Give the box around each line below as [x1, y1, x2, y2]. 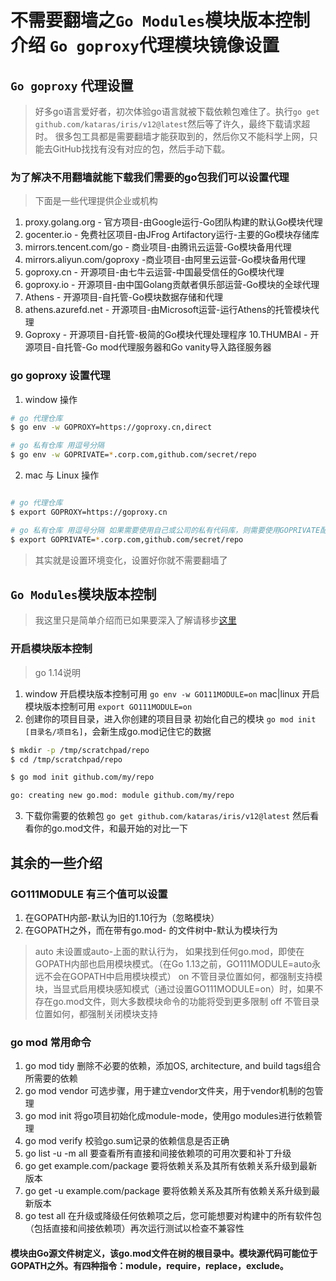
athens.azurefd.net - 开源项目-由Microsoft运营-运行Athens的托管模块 [24, 304, 311, 316]
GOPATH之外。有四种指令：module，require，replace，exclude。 [10, 1259, 289, 1271]
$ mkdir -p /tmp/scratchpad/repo [10, 745, 150, 755]
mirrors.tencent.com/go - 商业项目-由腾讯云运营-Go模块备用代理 [24, 241, 292, 253]
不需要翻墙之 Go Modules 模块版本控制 [10, 9, 311, 32]
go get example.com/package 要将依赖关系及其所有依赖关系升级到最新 [24, 1160, 318, 1172]
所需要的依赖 [24, 1072, 78, 1085]
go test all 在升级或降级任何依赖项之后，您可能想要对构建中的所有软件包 [24, 1210, 322, 1222]
